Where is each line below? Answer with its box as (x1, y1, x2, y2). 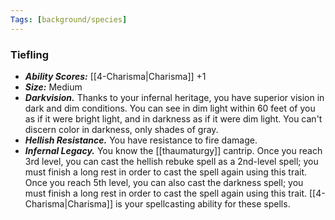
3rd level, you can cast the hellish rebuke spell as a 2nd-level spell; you (24, 155, 319, 167)
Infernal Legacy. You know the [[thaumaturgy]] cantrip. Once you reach (24, 144, 323, 156)
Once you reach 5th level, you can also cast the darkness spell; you (24, 176, 304, 188)
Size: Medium (24, 81, 83, 93)
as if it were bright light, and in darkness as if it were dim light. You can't (24, 112, 323, 125)
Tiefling (10, 47, 49, 61)
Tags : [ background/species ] (10, 14, 128, 25)
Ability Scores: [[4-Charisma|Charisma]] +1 (24, 70, 207, 82)
